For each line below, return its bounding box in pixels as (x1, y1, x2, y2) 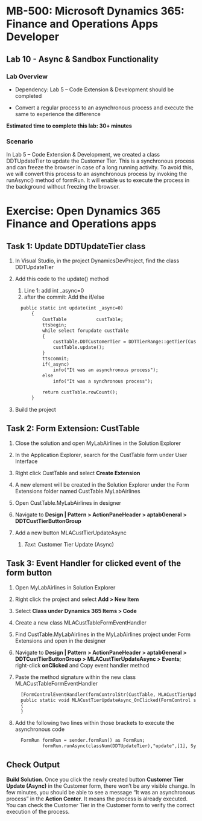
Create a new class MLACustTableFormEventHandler (14, 618, 147, 626)
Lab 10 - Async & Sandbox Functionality (6, 54, 159, 64)
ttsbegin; (42, 322, 67, 328)
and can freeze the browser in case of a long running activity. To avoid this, (6, 164, 194, 171)
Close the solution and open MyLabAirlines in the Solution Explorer (14, 440, 181, 447)
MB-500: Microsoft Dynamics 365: (6, 4, 185, 18)
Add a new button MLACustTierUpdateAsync (14, 529, 127, 536)
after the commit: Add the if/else (24, 293, 104, 300)
